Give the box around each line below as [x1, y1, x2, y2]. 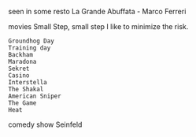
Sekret [8, 65, 30, 72]
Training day [8, 44, 51, 52]
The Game [8, 99, 37, 107]
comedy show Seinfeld [8, 120, 83, 129]
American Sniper [8, 92, 61, 100]
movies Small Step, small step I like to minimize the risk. [8, 22, 189, 31]
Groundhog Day [8, 37, 55, 45]
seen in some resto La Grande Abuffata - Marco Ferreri [8, 7, 187, 16]
